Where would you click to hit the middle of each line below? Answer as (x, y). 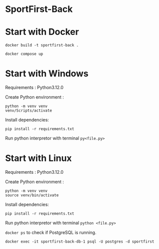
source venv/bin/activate (32, 195)
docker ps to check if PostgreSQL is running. (51, 232)
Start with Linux (39, 158)
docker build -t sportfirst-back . (42, 45)
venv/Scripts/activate (29, 111)
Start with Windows (47, 74)
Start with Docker (42, 32)
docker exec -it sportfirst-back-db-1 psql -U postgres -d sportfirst (80, 242)
